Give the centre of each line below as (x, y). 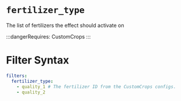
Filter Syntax (38, 60)
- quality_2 (31, 92)
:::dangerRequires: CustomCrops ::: (48, 36)
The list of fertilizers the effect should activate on (65, 25)
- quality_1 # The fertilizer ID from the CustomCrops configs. (96, 86)
